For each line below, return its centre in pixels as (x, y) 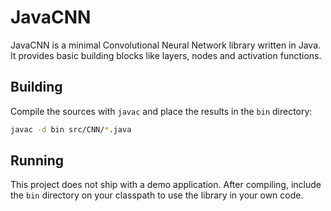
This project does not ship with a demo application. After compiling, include (166, 185)
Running (37, 161)
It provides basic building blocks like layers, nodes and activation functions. (166, 55)
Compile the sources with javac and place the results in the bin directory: (161, 111)
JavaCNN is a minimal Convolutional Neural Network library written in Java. (166, 45)
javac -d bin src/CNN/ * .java (71, 129)
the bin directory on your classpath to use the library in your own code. (157, 195)
